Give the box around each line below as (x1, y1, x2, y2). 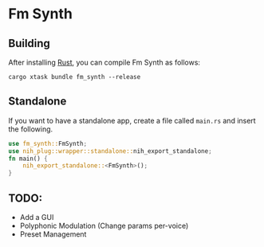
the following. (8, 124, 53, 134)
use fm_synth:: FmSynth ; (8, 139, 88, 147)
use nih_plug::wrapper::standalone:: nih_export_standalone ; (8, 147, 213, 155)
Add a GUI (19, 213, 54, 222)
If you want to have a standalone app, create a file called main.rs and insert (8, 116, 257, 125)
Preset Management (19, 229, 87, 239)
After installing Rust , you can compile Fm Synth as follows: (8, 57, 201, 67)
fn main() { (8, 155, 48, 163)
